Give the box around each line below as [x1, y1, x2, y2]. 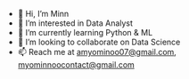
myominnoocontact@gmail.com [17, 59, 136, 70]
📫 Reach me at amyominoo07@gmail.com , [17, 47, 177, 57]
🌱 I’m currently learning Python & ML [17, 28, 153, 37]
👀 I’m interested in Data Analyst [17, 18, 134, 28]
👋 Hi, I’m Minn [17, 9, 70, 19]
